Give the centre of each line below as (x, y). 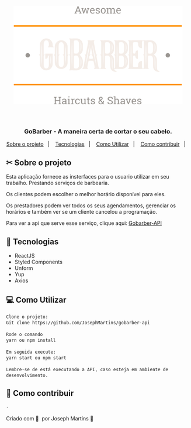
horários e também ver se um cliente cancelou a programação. (82, 212)
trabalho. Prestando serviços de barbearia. (58, 183)
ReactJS (25, 256)
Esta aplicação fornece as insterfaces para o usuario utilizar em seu (88, 177)
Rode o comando (25, 334)
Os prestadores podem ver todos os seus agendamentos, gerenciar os (91, 206)
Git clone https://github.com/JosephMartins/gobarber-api (78, 323)
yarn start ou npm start (36, 358)
